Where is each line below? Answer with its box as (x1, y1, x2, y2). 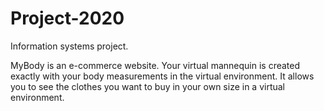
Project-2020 (10, 7, 125, 30)
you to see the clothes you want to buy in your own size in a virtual (10, 80, 286, 92)
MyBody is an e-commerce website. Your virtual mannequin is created (10, 59, 301, 71)
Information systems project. (10, 40, 129, 52)
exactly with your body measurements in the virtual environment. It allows (10, 70, 315, 82)
